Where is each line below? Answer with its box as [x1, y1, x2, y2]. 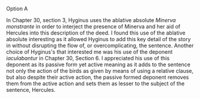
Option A [6, 5, 28, 12]
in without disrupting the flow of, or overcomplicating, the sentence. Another [6, 42, 194, 49]
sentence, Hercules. [6, 86, 56, 93]
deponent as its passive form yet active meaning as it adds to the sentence [6, 61, 191, 68]
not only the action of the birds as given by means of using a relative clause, [6, 67, 194, 74]
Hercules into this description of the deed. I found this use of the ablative [6, 29, 186, 36]
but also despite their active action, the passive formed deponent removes [6, 74, 189, 81]
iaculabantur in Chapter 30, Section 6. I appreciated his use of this [6, 55, 170, 61]
